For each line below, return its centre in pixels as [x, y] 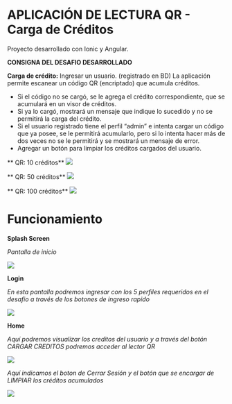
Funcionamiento [55, 219]
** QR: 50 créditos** [36, 176]
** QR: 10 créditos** [36, 162]
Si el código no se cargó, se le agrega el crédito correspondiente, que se [121, 96]
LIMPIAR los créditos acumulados [55, 380]
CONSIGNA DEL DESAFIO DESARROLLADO [70, 62]
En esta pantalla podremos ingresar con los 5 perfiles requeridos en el [108, 292]
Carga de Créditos [61, 30]
